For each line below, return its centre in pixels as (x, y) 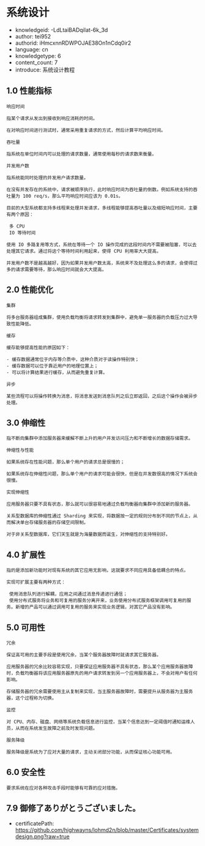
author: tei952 (33, 36)
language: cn (32, 49)
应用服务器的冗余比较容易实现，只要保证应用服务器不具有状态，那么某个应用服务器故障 (100, 667)
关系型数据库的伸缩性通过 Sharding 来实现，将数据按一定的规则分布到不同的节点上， (100, 516)
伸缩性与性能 (20, 451)
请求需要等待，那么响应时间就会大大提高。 (61, 269)
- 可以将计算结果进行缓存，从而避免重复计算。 (57, 372)
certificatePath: (35, 823)
